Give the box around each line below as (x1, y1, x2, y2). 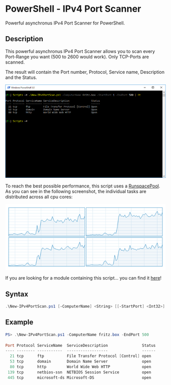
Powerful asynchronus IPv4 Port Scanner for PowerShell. (5, 20, 125, 26)
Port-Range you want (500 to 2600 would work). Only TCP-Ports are (5, 53, 149, 60)
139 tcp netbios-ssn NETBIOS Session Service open (7, 370, 152, 375)
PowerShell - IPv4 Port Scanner (5, 3, 141, 15)
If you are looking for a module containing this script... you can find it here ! (5, 275, 162, 281)
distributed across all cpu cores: (5, 194, 73, 200)
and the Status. (5, 74, 37, 80)
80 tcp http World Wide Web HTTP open (10, 365, 152, 370)
